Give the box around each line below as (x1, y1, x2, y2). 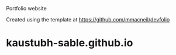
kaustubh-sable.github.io (6, 36, 133, 50)
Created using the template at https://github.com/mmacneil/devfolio (6, 16, 170, 23)
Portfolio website (6, 5, 47, 12)
